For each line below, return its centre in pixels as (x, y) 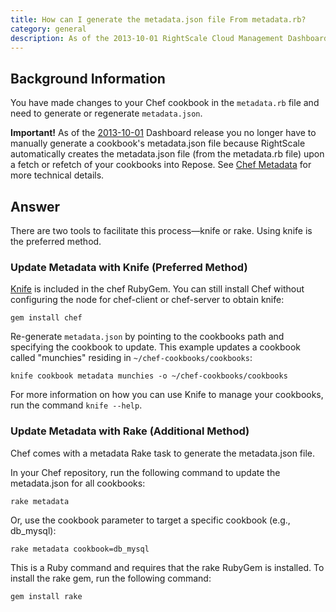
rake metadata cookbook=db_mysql (80, 549)
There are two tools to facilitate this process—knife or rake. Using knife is (161, 230)
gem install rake (46, 596)
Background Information (88, 78)
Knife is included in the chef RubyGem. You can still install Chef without (157, 289)
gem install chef (46, 318)
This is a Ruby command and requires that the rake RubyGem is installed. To (167, 567)
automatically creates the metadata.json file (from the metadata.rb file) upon (167, 154)
